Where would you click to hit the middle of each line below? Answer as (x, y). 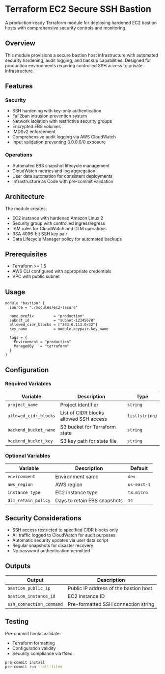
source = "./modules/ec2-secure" (44, 308)
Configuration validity (34, 648)
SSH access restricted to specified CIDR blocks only (65, 530)
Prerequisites (26, 254)
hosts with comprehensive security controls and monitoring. (66, 27)
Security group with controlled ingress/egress (59, 223)
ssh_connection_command (35, 604)
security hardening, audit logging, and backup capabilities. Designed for (78, 60)
